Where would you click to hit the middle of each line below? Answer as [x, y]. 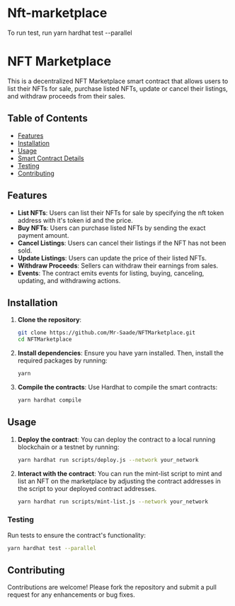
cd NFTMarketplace [45, 340]
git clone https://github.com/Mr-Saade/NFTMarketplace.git [107, 333]
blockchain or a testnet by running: [68, 447]
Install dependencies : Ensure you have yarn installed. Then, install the [121, 353]
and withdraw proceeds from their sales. [67, 96]
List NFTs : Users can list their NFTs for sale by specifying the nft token [121, 213]
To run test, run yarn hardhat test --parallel [70, 33]
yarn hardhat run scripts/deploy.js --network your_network [108, 460]
